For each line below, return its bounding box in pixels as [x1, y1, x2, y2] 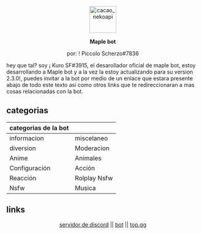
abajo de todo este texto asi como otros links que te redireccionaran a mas [6, 81, 195, 88]
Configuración [9, 164, 51, 172]
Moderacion [75, 144, 110, 153]
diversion [9, 144, 37, 153]
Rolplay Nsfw [75, 173, 113, 182]
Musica [75, 184, 96, 192]
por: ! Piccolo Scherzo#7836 [67, 50, 139, 57]
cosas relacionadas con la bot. [6, 88, 84, 95]
